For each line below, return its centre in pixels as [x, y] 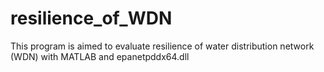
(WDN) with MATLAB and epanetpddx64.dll [100, 56]
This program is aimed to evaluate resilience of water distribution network [162, 46]
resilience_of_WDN [91, 18]
